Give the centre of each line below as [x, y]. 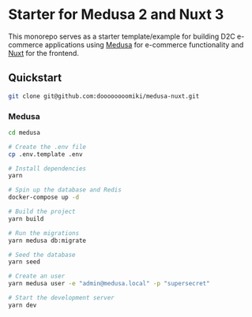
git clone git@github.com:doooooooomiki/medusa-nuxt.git [104, 96]
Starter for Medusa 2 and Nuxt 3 [116, 15]
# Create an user [37, 276]
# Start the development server [61, 298]
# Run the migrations [44, 233]
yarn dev [23, 305]
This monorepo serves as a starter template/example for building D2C [122, 36]
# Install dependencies [47, 168]
